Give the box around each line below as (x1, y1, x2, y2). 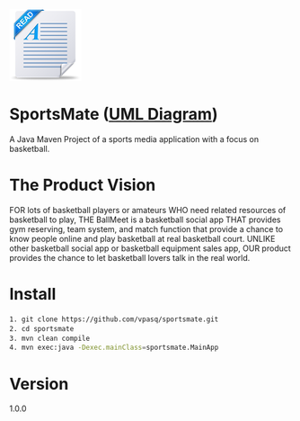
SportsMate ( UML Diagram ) (9, 104, 218, 125)
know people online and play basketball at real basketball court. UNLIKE (9, 233, 276, 244)
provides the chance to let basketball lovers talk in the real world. (9, 252, 251, 263)
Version (9, 373, 69, 394)
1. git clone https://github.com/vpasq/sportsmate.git (9, 315, 219, 324)
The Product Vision (9, 175, 156, 195)
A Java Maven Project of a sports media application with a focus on (9, 133, 259, 144)
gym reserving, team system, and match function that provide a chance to (9, 223, 284, 234)
